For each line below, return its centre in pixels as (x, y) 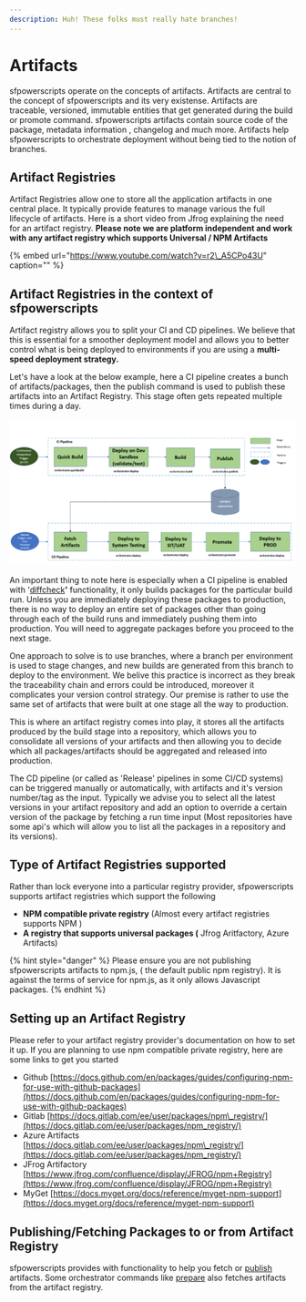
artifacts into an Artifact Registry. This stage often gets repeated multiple (146, 396)
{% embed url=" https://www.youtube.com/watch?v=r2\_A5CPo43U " (138, 256)
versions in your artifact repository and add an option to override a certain (148, 807)
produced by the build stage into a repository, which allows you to (133, 731)
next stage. (31, 638)
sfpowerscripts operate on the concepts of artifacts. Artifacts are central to (150, 90)
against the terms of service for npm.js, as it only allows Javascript (135, 980)
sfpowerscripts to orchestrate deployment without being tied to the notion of (153, 139)
